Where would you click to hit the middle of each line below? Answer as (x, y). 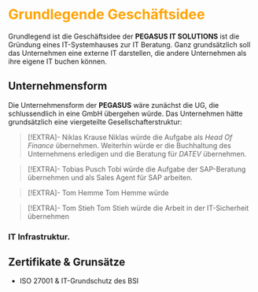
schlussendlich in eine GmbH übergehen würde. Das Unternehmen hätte (125, 113)
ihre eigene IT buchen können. (58, 61)
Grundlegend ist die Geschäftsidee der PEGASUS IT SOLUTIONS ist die (124, 36)
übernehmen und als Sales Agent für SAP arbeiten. (110, 177)
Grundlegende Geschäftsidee (107, 15)
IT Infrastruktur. (39, 236)
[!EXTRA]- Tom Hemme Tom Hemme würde (98, 192)
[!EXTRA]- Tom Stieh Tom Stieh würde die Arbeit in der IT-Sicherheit (138, 208)
